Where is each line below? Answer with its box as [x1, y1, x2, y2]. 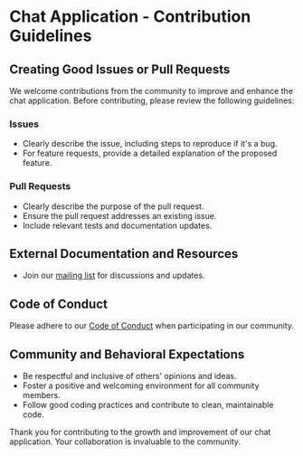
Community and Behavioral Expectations [9, 347, 245, 362]
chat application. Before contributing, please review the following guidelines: [9, 95, 295, 106]
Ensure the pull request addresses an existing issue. [22, 210, 217, 221]
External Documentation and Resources [9, 246, 239, 261]
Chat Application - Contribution [9, 6, 251, 27]
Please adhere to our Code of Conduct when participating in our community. [9, 320, 295, 331]
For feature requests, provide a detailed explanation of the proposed [22, 147, 278, 159]
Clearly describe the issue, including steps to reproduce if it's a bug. [22, 138, 278, 149]
